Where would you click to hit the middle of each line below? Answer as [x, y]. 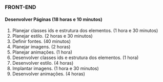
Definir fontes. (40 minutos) [42, 41]
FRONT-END [21, 7]
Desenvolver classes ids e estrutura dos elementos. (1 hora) [75, 58]
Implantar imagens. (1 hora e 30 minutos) [56, 69]
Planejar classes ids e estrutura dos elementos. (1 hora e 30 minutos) [85, 31]
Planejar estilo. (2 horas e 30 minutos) [52, 36]
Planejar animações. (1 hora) [42, 52]
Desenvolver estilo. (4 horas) [43, 63]
